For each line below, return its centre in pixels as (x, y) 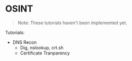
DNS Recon (25, 42)
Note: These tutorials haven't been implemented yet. (72, 23)
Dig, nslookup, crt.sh (42, 47)
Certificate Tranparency (45, 53)
